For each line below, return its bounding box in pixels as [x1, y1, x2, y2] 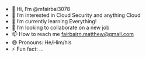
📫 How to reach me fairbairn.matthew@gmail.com [11, 31, 134, 37]
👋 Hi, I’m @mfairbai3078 [11, 6, 71, 12]
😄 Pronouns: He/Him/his [11, 39, 72, 46]
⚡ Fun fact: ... [11, 45, 44, 52]
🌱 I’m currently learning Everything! [11, 18, 97, 24]
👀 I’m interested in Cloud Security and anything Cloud [11, 12, 141, 19]
